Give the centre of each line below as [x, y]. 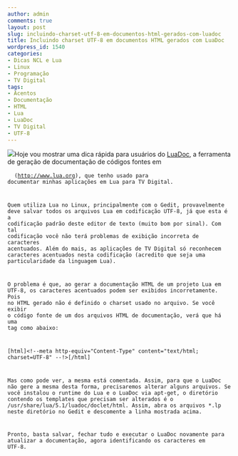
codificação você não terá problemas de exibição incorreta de [103, 237]
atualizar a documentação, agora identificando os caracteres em [106, 441]
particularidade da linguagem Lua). [62, 261]
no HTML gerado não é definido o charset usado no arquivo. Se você [111, 303]
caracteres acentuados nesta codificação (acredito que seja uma [106, 255]
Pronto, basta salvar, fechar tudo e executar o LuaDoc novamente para [116, 435]
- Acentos [22, 93]
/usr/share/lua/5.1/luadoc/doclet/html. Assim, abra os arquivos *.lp [114, 405]
